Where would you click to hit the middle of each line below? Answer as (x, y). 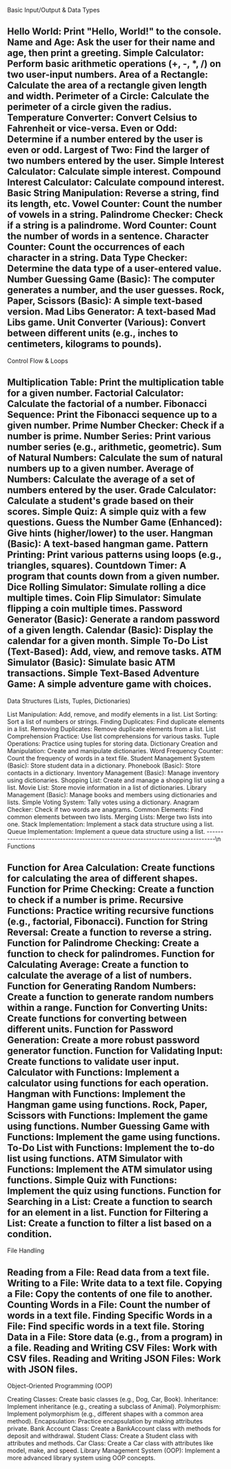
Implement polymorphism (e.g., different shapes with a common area (105, 1414)
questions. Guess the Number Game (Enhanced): (115, 522)
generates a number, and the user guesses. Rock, (116, 290)
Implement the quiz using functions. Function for (114, 1191)
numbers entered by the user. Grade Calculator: (112, 490)
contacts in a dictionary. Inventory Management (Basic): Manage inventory (113, 772)
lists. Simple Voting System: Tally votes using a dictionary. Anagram (103, 802)
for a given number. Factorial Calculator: (96, 393)
